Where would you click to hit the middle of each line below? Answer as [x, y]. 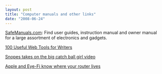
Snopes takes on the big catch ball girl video [50, 57]
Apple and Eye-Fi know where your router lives [53, 66]
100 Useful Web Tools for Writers [39, 48]
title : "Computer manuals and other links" [51, 14]
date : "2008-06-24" [25, 19]
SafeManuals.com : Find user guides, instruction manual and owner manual [81, 33]
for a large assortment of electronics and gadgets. [56, 38]
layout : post [19, 10]
